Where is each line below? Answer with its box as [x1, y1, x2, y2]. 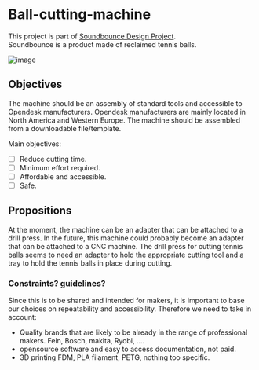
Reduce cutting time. [19, 154, 87, 163]
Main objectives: [8, 139, 61, 148]
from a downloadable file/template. [8, 123, 122, 133]
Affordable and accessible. [19, 171, 107, 181]
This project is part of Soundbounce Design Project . [8, 31, 177, 41]
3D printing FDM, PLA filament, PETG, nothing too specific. [19, 353, 210, 362]
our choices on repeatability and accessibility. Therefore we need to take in [8, 304, 252, 313]
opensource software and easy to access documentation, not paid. [19, 344, 237, 354]
